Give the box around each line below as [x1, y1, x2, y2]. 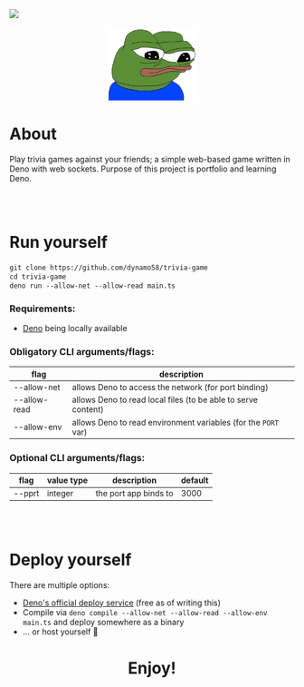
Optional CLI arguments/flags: [9, 452, 146, 465]
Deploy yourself [9, 549, 132, 570]
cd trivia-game [9, 272, 67, 281]
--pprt [13, 488, 40, 499]
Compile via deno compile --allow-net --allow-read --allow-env [22, 606, 268, 617]
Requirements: [9, 302, 76, 315]
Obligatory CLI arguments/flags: [9, 346, 155, 358]
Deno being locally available [22, 323, 128, 334]
